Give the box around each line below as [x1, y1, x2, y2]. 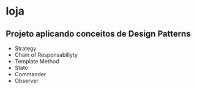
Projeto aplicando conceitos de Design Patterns [6, 29, 191, 39]
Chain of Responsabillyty [14, 51, 78, 59]
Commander [14, 71, 46, 77]
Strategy [14, 44, 37, 52]
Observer [14, 77, 39, 84]
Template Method [14, 58, 59, 65]
